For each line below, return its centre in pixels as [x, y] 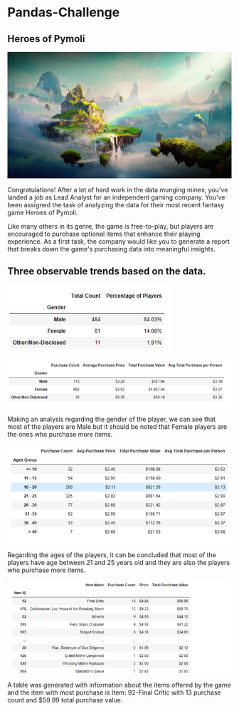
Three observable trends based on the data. [107, 271]
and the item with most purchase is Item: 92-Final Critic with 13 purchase [115, 692]
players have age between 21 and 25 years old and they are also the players [118, 562]
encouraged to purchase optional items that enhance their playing [104, 234]
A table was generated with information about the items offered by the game [119, 685]
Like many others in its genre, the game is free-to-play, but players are [111, 226]
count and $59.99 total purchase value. [65, 700]
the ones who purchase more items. [60, 435]
